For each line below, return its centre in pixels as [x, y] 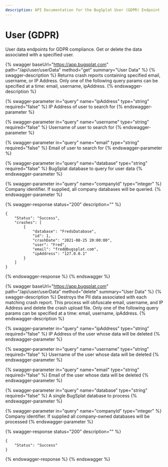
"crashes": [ [28, 222]
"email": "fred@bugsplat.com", [65, 249]
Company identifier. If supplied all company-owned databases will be [77, 416]
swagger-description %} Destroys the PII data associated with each [76, 297]
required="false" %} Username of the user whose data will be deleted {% [82, 354]
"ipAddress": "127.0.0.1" [60, 254]
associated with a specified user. [40, 54]
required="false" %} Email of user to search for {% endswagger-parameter [84, 148]
